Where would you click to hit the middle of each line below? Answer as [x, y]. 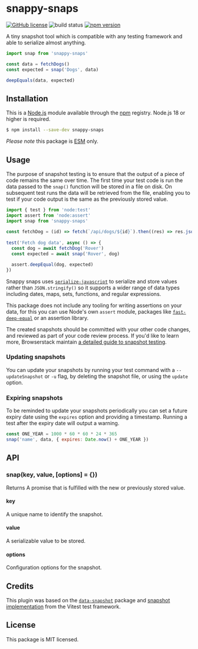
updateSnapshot [25, 377]
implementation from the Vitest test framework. [63, 606]
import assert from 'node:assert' [49, 215]
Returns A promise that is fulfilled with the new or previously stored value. [96, 487]
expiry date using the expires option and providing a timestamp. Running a [97, 417]
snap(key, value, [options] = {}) [52, 475]
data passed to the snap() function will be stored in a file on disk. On [89, 186]
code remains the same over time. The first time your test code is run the [95, 180]
